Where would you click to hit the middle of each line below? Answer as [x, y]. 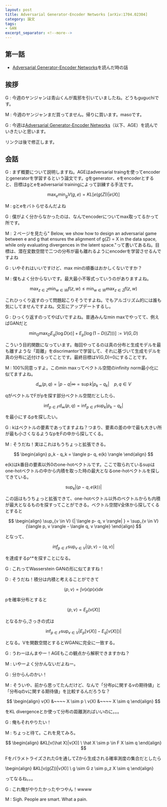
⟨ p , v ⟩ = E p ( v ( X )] [83, 610]
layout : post [19, 10]
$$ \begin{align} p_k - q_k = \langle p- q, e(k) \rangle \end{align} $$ [83, 454]
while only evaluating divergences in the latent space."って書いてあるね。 [80, 245]
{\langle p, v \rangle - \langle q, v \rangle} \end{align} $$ [83, 527]
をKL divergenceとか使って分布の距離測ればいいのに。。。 [63, 711]
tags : [11, 24]
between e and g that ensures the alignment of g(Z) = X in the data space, [81, 239]
